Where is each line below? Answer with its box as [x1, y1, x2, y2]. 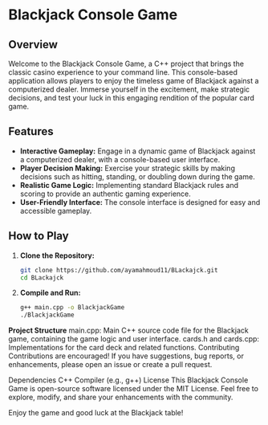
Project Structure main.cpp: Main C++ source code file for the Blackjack [8, 325, 249, 335]
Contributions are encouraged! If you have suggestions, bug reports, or [8, 351, 245, 361]
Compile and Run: [19, 288, 81, 298]
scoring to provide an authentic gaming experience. [19, 189, 191, 198]
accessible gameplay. [19, 206, 92, 215]
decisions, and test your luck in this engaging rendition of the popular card [8, 93, 255, 102]
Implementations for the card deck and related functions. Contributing [8, 343, 240, 353]
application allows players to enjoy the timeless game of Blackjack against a [8, 76, 259, 85]
